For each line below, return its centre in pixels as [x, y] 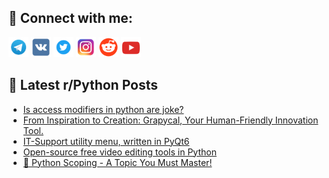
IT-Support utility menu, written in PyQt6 [106, 141]
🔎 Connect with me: [70, 18]
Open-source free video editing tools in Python [119, 152]
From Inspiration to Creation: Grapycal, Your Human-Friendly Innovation [170, 120]
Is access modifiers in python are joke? [103, 109]
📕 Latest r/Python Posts [83, 85]
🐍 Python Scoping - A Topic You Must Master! [117, 162]
